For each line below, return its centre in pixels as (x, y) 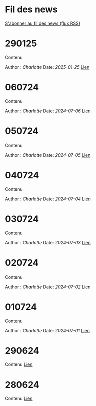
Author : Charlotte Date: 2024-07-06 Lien (48, 111)
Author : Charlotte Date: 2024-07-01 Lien (47, 330)
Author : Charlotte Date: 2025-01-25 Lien (47, 67)
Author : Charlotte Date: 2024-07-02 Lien (48, 287)
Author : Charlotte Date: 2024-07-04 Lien (48, 199)
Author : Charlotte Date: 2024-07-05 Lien (48, 155)
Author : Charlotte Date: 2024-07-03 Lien (48, 242)
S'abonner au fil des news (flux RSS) (43, 23)
